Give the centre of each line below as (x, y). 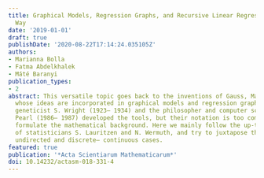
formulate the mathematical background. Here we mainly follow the (128, 125)
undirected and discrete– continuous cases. (89, 140)
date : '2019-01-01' (40, 30)
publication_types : (40, 81)
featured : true (33, 147)
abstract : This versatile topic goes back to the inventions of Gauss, (128, 96)
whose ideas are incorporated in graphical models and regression (126, 103)
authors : (22, 52)
